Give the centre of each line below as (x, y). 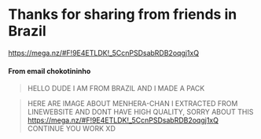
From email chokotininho (50, 71)
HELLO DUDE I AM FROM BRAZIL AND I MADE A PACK (116, 89)
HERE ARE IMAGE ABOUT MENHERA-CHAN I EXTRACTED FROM (132, 104)
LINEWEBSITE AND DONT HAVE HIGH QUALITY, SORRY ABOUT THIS (140, 112)
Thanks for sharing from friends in (123, 15)
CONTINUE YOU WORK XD (71, 129)
